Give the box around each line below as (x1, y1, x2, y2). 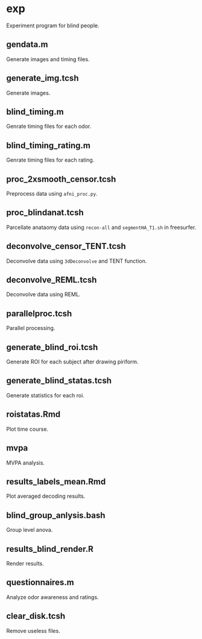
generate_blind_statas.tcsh (6, 376, 112, 386)
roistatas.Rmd (6, 409, 61, 420)
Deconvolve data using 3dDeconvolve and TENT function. (6, 257, 147, 265)
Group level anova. (6, 526, 53, 534)
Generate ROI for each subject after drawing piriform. (6, 358, 139, 365)
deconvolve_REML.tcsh (6, 275, 97, 285)
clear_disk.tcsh (6, 611, 66, 621)
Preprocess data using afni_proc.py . (6, 190, 98, 197)
